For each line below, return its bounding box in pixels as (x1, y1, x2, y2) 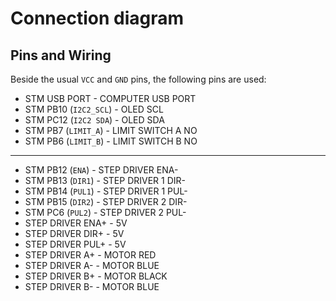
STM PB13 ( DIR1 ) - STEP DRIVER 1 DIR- (24, 175, 186, 186)
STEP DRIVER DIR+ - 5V (24, 228, 125, 239)
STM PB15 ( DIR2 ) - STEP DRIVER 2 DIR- (24, 196, 188, 207)
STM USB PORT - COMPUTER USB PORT (24, 93, 197, 104)
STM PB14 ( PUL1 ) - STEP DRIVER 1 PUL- (24, 185, 188, 197)
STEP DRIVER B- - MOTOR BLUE (24, 281, 160, 292)
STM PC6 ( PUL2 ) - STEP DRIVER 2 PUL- (24, 207, 187, 218)
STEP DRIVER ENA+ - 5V (24, 217, 128, 229)
